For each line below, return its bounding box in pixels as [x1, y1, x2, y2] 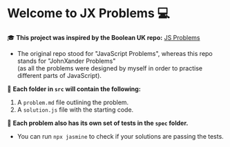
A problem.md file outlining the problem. [17, 98, 129, 106]
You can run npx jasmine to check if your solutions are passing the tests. [17, 132, 224, 140]
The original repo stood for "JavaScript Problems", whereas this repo [17, 49, 213, 57]
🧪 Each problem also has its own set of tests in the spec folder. [7, 119, 189, 127]
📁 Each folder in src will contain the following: [7, 84, 142, 93]
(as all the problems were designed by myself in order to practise [17, 63, 202, 72]
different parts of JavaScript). [17, 71, 102, 79]
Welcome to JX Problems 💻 [7, 6, 171, 21]
